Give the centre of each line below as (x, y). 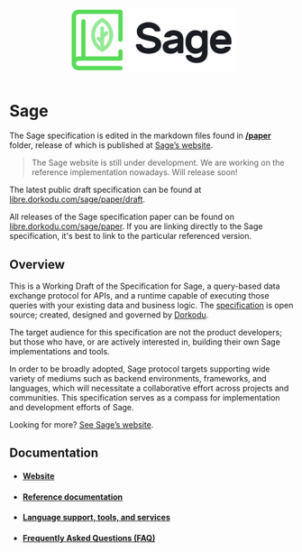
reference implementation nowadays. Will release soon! (134, 172)
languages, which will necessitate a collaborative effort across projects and (149, 388)
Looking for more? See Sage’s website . (82, 425)
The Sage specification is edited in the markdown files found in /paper (141, 136)
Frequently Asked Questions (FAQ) (89, 538)
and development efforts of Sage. (72, 408)
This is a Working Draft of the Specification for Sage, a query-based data (145, 286)
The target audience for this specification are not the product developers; (146, 333)
